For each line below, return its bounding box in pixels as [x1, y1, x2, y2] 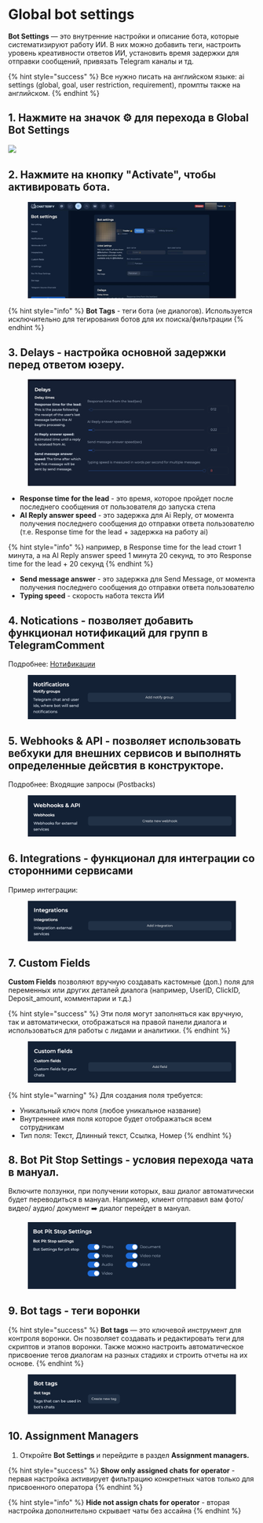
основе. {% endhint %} [8, 1358, 84, 1368]
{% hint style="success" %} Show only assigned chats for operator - [8, 1466, 236, 1475]
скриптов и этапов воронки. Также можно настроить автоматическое [8, 1341, 244, 1351]
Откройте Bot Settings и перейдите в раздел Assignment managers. [19, 1450, 250, 1459]
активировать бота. [8, 181, 111, 194]
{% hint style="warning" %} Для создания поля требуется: [8, 1090, 203, 1099]
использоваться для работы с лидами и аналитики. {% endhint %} [8, 1026, 231, 1035]
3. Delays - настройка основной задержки [8, 346, 226, 359]
